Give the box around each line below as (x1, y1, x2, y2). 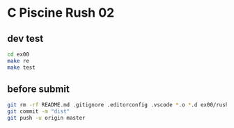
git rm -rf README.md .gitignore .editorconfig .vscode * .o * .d (7, 102, 198, 109)
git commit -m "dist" (7, 108, 70, 115)
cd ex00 (7, 51, 30, 58)
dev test (7, 33, 44, 45)
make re (7, 57, 30, 64)
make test (7, 64, 36, 71)
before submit (7, 83, 70, 95)
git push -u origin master (7, 115, 86, 122)
